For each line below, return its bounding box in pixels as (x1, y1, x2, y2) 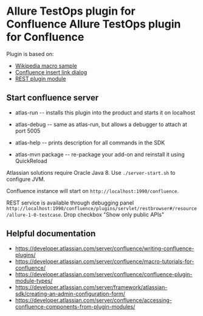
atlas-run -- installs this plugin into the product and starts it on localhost (15, 108, 196, 116)
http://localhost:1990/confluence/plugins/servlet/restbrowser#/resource (6, 205, 198, 211)
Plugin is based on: (6, 50, 54, 57)
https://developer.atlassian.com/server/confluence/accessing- (15, 297, 172, 304)
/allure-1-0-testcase (6, 212, 61, 218)
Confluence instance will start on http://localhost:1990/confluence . (6, 187, 179, 194)
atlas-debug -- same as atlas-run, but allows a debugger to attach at (15, 121, 187, 128)
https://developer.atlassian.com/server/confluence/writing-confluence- (15, 245, 194, 252)
